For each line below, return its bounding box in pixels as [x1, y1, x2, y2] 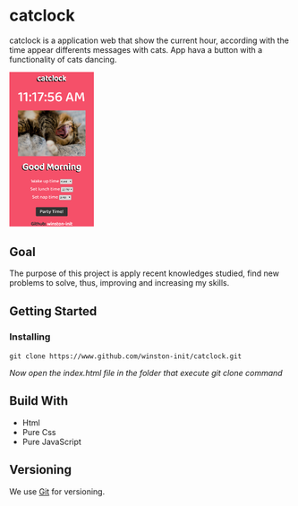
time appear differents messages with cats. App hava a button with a [9, 44, 263, 55]
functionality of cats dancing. [9, 54, 117, 64]
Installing [9, 330, 51, 343]
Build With [9, 393, 69, 408]
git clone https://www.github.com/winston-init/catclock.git [9, 351, 243, 361]
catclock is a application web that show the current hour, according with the [9, 35, 289, 46]
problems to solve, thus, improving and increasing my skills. [9, 278, 230, 288]
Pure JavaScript [21, 436, 82, 447]
